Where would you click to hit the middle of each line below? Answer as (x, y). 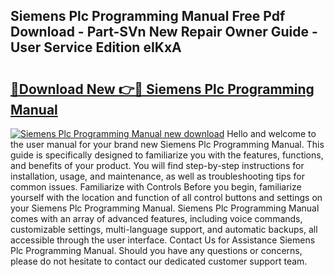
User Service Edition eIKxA (96, 47)
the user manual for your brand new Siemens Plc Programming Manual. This (167, 144)
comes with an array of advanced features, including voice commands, (156, 218)
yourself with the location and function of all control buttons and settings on (166, 197)
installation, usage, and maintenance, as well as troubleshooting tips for (158, 176)
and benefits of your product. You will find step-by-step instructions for (157, 165)
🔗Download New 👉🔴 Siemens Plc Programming (162, 89)
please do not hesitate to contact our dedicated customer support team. (159, 261)
